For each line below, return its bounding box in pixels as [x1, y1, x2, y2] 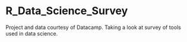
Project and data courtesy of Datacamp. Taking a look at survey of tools [5, 24, 182, 31]
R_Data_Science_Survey [5, 4, 128, 18]
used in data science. [5, 30, 58, 37]
